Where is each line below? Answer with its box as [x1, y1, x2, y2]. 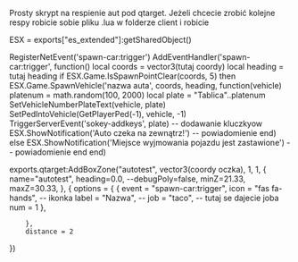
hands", [9, 192, 37, 203]
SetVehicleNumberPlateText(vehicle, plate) [9, 99, 167, 110]
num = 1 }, [9, 202, 46, 213]
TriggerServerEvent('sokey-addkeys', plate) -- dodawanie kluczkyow [9, 118, 263, 129]
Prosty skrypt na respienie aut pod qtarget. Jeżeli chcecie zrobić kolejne [9, 8, 276, 18]
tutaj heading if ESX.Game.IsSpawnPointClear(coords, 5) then [9, 71, 236, 81]
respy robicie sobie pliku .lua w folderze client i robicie [9, 17, 210, 28]
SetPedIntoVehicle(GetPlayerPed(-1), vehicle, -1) [9, 109, 187, 119]
